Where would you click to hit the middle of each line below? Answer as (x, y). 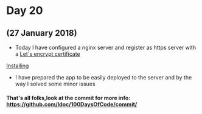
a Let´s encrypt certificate (47, 54)
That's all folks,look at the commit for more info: (68, 98)
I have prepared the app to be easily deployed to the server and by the (103, 77)
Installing (18, 65)
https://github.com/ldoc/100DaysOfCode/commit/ (72, 104)
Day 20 (25, 11)
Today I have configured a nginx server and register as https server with (106, 47)
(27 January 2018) (42, 33)
